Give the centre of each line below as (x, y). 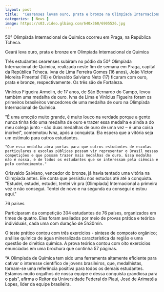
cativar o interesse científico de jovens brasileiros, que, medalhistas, (74, 264)
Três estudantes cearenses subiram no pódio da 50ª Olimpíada (68, 61)
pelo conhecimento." (26, 164)
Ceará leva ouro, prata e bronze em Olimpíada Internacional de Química (77, 52)
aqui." (11, 194)
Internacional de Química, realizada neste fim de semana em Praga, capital (80, 67)
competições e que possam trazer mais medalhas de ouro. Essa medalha (78, 156)
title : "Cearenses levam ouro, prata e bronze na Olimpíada (69, 14)
